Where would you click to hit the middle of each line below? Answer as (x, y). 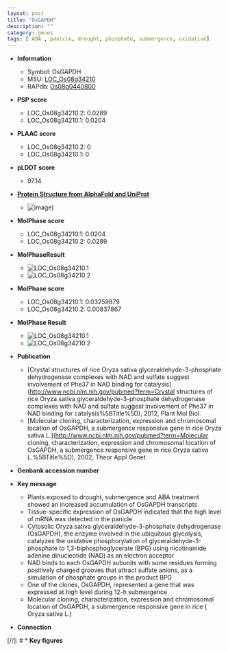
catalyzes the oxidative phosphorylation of (87, 541)
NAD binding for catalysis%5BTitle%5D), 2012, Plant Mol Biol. (114, 413)
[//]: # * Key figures (35, 641)
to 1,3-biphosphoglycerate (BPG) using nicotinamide (133, 548)
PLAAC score (36, 134)
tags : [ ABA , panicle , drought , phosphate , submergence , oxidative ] (109, 39)
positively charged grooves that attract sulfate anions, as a (110, 570)
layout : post (26, 13)
